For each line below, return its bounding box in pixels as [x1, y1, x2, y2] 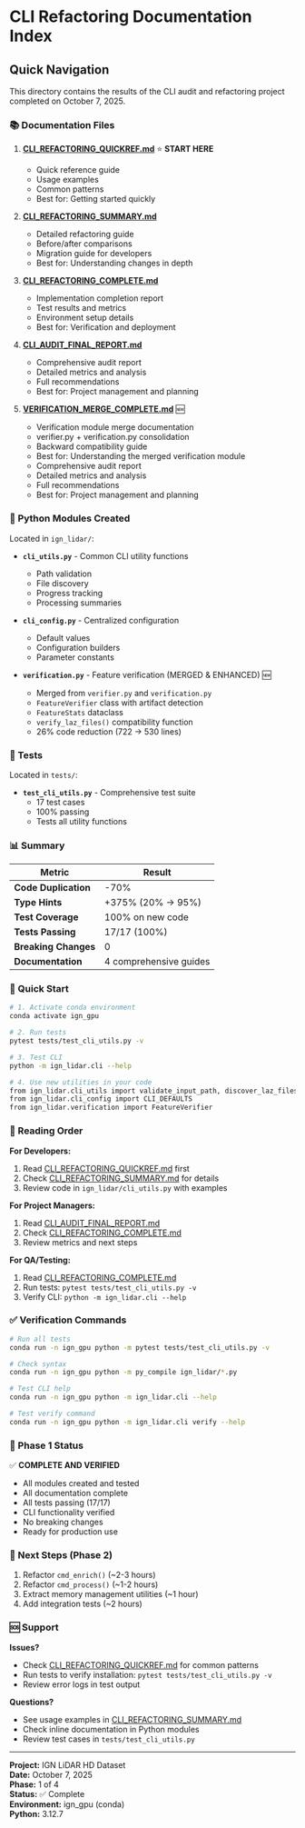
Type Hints [14, 896, 63, 909]
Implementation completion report [35, 293, 164, 304]
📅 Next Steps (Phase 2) [9, 1549, 113, 1562]
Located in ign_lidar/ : [9, 533, 94, 544]
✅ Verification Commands [9, 1314, 127, 1326]
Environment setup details [35, 312, 134, 324]
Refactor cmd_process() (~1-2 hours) [22, 1579, 159, 1590]
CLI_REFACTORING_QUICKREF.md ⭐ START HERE [22, 144, 214, 155]
